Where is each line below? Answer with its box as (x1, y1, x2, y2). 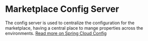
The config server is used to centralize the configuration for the (5, 20, 135, 26)
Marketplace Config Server (5, 3, 119, 15)
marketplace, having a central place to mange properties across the (5, 25, 144, 31)
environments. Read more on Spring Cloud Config (5, 30, 107, 36)
